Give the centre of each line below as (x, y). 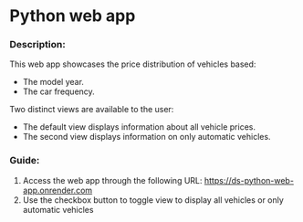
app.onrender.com (57, 190)
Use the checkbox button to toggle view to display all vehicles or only (153, 200)
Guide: (25, 161)
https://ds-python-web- (249, 180)
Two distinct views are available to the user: (92, 110)
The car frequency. (59, 91)
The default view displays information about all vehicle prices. (139, 127)
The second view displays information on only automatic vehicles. (146, 137)
